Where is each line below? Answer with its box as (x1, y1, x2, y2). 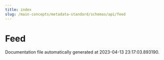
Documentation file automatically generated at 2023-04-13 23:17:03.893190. (5, 49, 160, 55)
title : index (5, 7, 32, 12)
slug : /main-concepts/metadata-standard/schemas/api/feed (5, 12, 126, 17)
